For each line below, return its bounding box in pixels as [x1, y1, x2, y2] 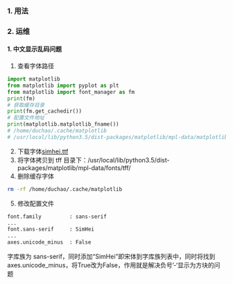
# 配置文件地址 [7, 115, 45, 122]
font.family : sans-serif [7, 213, 107, 220]
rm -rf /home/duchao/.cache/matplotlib [7, 185, 123, 192]
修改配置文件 [17, 199, 54, 208]
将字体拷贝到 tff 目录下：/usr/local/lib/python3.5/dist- [17, 156, 170, 164]
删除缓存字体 [17, 172, 54, 180]
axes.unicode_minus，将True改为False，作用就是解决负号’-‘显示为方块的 [7, 261, 214, 269]
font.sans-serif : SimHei [7, 226, 95, 233]
